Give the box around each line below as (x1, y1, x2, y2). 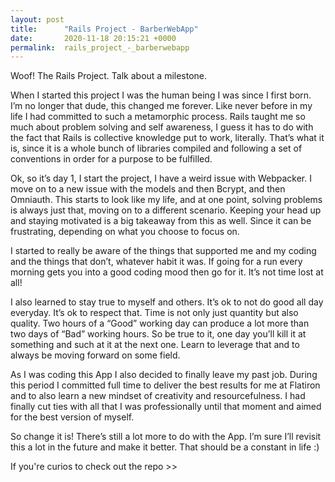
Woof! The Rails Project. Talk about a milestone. (10, 70, 208, 82)
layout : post (10, 14, 65, 25)
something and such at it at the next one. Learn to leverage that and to (10, 339, 300, 351)
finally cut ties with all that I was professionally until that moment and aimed (10, 401, 322, 413)
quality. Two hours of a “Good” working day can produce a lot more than (10, 317, 310, 330)
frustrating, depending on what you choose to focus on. (10, 226, 240, 238)
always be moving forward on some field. (10, 349, 181, 361)
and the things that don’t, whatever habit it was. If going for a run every (10, 256, 303, 268)
